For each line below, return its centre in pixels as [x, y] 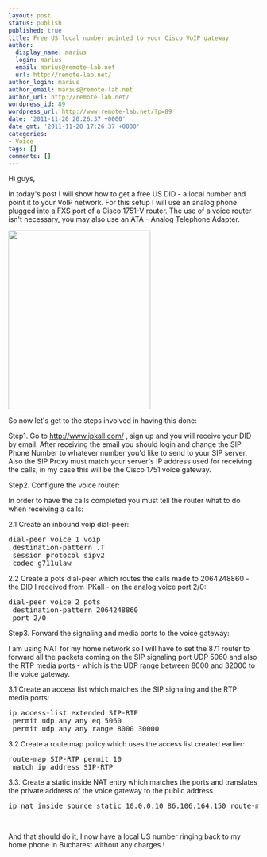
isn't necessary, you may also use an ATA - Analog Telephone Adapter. [124, 219]
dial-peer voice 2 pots [54, 602]
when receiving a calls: [46, 509]
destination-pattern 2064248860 [75, 610]
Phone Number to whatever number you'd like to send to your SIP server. [128, 453]
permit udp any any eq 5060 [67, 721]
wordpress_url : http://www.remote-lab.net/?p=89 [90, 112]
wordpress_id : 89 [37, 104]
